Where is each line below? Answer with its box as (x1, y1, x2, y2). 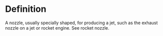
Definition (5, 3, 47, 15)
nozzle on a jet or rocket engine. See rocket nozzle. (5, 25, 110, 31)
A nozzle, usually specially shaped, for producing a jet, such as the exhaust (5, 20, 158, 26)
